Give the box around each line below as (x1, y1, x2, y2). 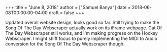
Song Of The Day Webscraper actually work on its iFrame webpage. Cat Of (5, 25, 162, 31)
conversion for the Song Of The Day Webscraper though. (5, 41, 125, 47)
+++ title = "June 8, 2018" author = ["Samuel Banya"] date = (5, 5, 131, 10)
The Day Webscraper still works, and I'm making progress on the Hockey (5, 30, 158, 36)
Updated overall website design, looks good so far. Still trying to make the (5, 20, 160, 25)
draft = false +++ (49, 10, 85, 16)
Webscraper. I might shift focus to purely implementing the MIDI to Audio (5, 35, 157, 41)
